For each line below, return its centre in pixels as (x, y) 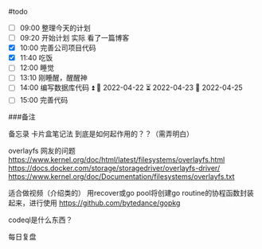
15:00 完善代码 (44, 100)
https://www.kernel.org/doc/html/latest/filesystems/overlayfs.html (117, 160)
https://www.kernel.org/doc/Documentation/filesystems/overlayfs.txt (121, 177)
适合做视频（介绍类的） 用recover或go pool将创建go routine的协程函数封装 (131, 193)
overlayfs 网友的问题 (42, 151)
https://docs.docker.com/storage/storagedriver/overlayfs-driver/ (114, 168)
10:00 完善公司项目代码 (58, 48)
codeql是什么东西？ (41, 220)
